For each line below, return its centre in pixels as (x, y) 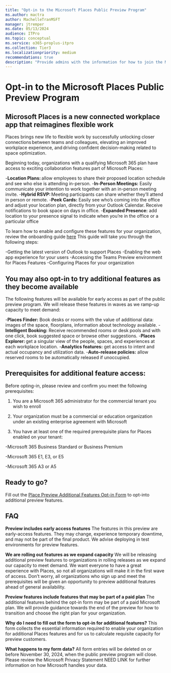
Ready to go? (26, 482)
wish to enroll (27, 406)
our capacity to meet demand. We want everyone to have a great (73, 565)
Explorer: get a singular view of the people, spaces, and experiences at (80, 341)
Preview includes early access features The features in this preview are (82, 528)
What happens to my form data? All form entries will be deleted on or (78, 649)
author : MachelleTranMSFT (33, 19)
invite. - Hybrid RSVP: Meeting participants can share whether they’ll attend (84, 194)
